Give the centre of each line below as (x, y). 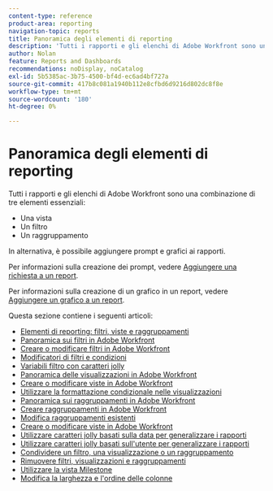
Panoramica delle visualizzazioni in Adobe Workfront (108, 375)
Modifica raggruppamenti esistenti (78, 418)
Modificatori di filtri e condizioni (74, 358)
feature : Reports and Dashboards (65, 62)
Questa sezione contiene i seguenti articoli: (80, 316)
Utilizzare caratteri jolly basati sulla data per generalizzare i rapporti (133, 435)
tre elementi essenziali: (47, 202)
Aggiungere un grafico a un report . (67, 300)
